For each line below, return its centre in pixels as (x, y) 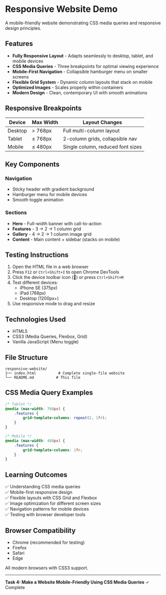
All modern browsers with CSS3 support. (47, 568)
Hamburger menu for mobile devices (50, 195)
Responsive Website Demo (61, 9)
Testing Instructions (37, 255)
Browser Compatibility (40, 530)
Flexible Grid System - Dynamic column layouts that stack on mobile (82, 82)
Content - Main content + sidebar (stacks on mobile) (66, 239)
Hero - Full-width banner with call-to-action (57, 223)
